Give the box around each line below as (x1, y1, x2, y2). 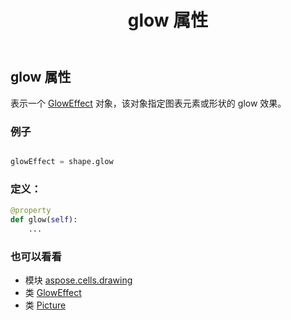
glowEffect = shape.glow (10, 156, 114, 166)
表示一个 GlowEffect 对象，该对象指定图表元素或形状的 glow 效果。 (10, 97, 287, 109)
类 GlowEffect (24, 287, 82, 298)
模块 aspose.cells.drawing (24, 274, 133, 286)
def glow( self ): (10, 214, 78, 225)
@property (10, 206, 52, 216)
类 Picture (24, 299, 67, 311)
